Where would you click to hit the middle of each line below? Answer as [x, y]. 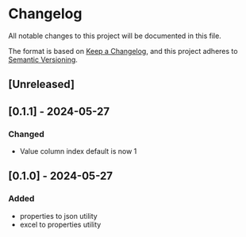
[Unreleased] [42, 84]
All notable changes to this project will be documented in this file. [115, 36]
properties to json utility [58, 216]
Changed [27, 134]
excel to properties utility [60, 224]
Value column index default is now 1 [78, 151]
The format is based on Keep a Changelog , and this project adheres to [123, 51]
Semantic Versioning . [43, 59]
